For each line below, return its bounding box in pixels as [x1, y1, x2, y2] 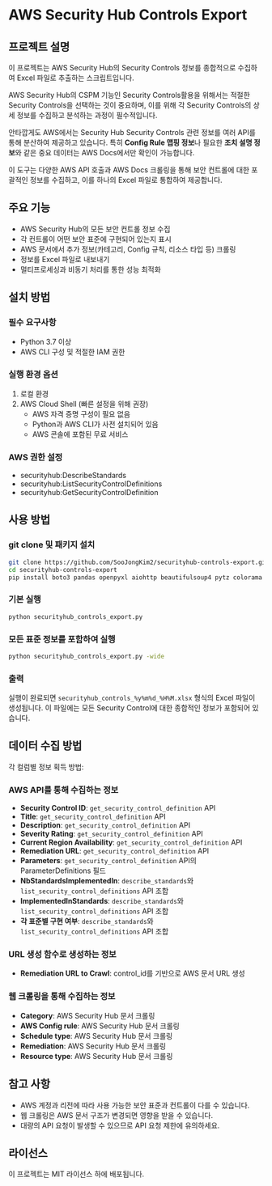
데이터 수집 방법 [8, 739, 83, 753]
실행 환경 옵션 [8, 369, 59, 380]
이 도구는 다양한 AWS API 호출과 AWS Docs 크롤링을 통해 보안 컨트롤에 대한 [8, 165, 249, 175]
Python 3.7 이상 [19, 337, 72, 346]
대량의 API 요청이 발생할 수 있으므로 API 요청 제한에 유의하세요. [19, 1120, 220, 1130]
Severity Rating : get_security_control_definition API [19, 829, 204, 839]
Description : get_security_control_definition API [19, 820, 191, 830]
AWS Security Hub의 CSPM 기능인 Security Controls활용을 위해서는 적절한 [8, 91, 251, 100]
